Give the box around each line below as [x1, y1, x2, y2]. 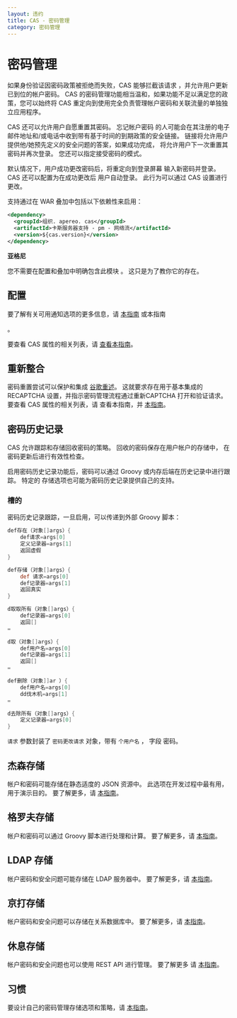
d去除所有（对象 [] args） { [7, 710, 76, 717]
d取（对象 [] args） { [7, 638, 59, 646]
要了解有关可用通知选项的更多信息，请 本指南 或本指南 [7, 309, 166, 318]
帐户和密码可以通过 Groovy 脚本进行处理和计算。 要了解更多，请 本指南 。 [7, 831, 221, 840]
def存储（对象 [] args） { [7, 566, 71, 573]
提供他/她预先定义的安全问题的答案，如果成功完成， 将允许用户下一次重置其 [7, 140, 229, 149]
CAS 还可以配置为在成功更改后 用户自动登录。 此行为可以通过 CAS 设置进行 [7, 173, 228, 182]
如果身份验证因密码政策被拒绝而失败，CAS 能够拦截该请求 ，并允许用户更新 [7, 81, 229, 89]
